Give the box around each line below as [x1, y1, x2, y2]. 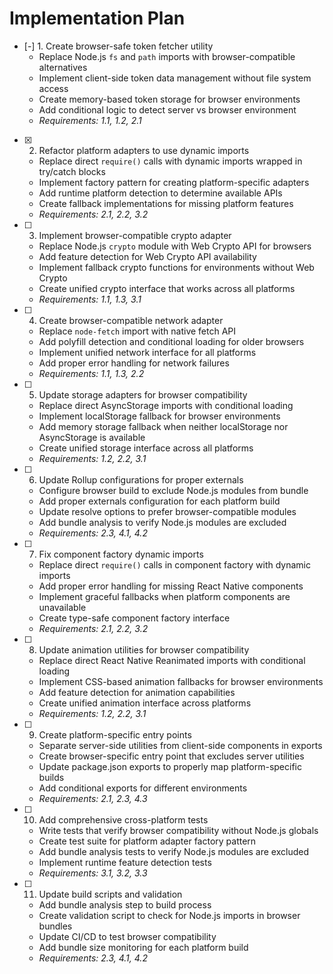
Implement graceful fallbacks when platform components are [38, 590, 291, 602]
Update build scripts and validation [38, 888, 183, 900]
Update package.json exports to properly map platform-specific [38, 760, 302, 772]
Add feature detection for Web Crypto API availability [38, 250, 257, 262]
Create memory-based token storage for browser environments [38, 93, 301, 105]
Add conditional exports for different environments [38, 782, 248, 794]
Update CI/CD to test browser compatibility [38, 930, 217, 942]
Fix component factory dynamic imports [38, 548, 204, 560]
